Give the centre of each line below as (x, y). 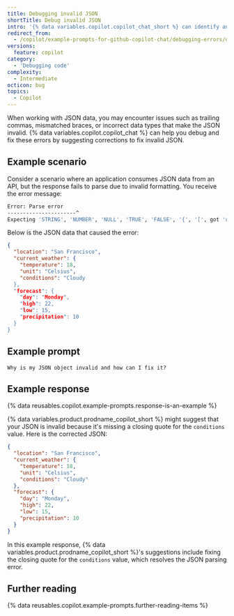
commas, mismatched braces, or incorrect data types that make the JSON (114, 125)
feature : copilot (39, 53)
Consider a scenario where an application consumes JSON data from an (111, 179)
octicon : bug (26, 85)
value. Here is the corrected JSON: (57, 434)
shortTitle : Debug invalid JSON (54, 20)
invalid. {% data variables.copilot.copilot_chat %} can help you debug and (113, 133)
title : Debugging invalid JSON (53, 14)
